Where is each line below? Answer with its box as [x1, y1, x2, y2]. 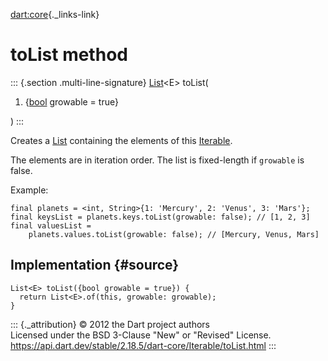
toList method [10, 44, 128, 66]
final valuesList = [10, 220, 92, 231]
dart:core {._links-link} [10, 9, 100, 20]
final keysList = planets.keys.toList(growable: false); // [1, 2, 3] [10, 212, 311, 222]
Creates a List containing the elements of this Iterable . [10, 134, 233, 146]
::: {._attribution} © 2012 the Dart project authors [10, 318, 210, 330]
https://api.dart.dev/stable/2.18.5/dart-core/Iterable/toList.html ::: [10, 339, 277, 351]
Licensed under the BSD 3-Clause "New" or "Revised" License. [10, 329, 272, 341]
